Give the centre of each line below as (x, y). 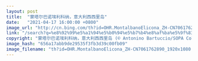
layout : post (22, 11)
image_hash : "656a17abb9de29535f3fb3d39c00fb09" (67, 44)
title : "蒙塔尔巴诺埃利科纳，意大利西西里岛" (57, 17)
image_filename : (26, 49)
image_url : (19, 28)
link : (13, 33)
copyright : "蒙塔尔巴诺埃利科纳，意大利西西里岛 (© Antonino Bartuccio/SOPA (95, 38)
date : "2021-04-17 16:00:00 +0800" (52, 22)
